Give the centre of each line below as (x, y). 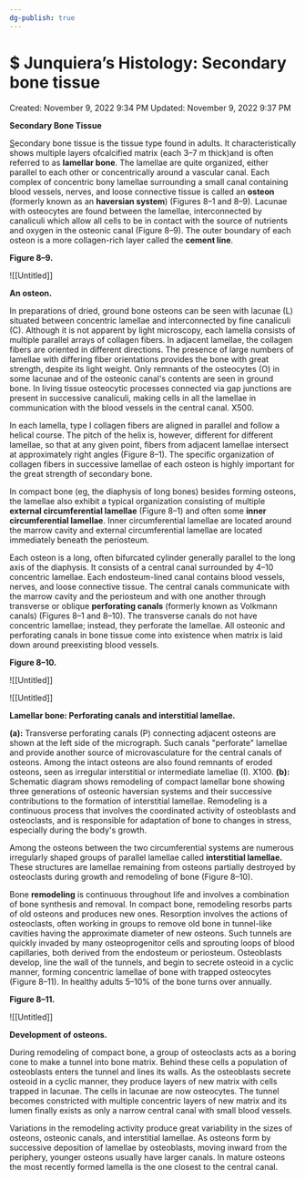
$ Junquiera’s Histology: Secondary (148, 62)
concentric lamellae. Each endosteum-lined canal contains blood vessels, (147, 576)
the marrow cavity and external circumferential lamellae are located (136, 530)
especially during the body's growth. (78, 830)
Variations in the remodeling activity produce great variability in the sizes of (151, 1128)
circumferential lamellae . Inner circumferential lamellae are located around (151, 520)
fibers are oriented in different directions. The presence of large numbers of (152, 349)
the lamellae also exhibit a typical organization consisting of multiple (137, 501)
